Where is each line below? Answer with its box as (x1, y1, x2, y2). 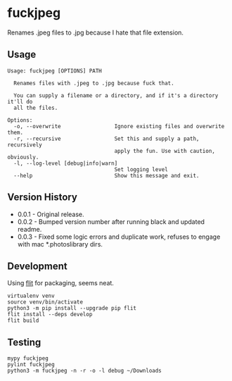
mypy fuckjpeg (7, 355, 49, 362)
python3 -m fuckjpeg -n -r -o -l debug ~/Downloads (7, 368, 162, 375)
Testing (7, 336, 41, 348)
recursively (7, 141, 42, 149)
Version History (7, 192, 77, 204)
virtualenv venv (7, 292, 55, 300)
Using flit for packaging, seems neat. (7, 279, 115, 287)
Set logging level (114, 165, 169, 173)
